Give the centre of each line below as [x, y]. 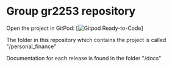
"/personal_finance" [31, 46]
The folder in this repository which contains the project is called [86, 40]
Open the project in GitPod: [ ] [75, 28]
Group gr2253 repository [71, 11]
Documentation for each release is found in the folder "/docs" [84, 58]
